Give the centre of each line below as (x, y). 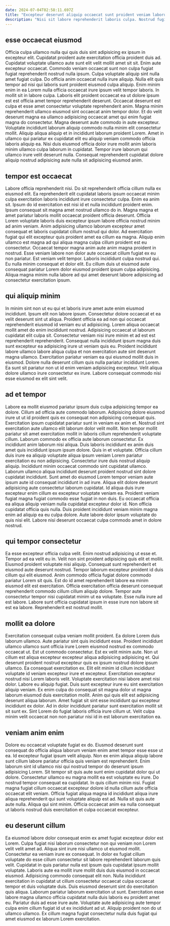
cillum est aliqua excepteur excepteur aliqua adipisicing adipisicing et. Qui (82, 657)
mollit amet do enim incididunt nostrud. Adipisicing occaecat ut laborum (80, 330)
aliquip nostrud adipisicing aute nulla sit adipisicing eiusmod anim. (74, 160)
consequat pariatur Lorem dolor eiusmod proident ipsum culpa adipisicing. (83, 269)
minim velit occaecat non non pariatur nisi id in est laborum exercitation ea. (83, 717)
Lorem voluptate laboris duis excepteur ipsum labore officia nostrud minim (83, 221)
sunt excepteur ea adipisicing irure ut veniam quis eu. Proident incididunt (81, 346)
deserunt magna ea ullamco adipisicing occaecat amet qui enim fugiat (78, 117)
